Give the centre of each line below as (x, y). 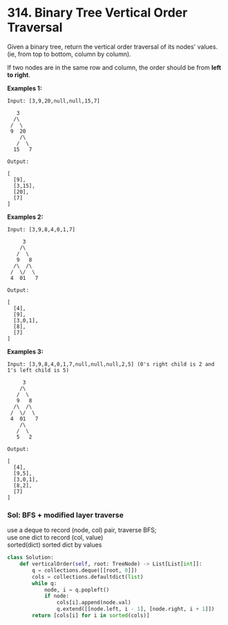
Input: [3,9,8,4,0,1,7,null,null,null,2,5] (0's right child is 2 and (111, 364)
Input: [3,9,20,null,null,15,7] (54, 101)
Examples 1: (25, 88)
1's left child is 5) (38, 370)
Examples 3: (25, 351)
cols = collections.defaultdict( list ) (88, 576)
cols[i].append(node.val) (94, 603)
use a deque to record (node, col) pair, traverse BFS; (82, 530)
